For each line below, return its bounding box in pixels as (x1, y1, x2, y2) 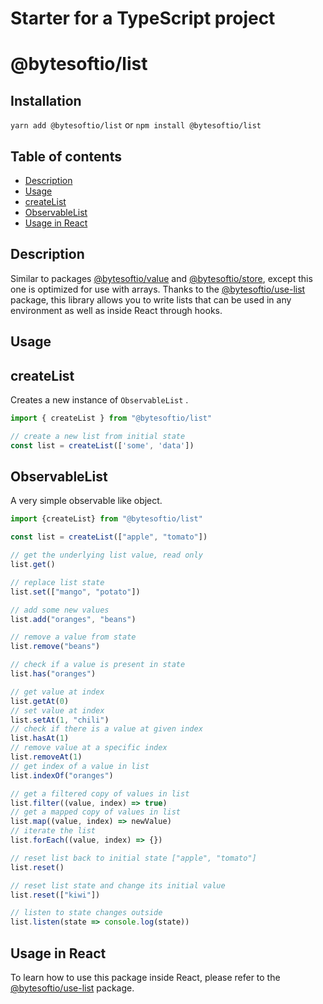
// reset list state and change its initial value (10, 880, 226, 891)
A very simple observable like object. (10, 495, 163, 507)
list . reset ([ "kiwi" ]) (10, 890, 101, 900)
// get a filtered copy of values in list (10, 788, 190, 799)
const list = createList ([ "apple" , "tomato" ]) (10, 532, 208, 542)
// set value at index (10, 705, 105, 716)
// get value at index (10, 687, 105, 697)
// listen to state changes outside (10, 908, 163, 918)
